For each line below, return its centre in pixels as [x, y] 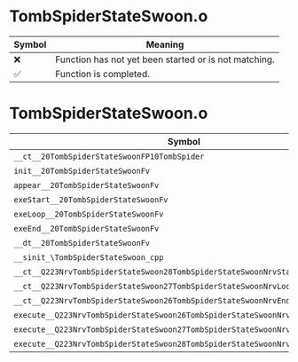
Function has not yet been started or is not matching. [165, 59]
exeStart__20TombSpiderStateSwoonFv [91, 200]
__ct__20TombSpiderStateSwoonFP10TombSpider [109, 156]
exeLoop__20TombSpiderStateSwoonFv [89, 214]
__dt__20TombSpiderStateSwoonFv [82, 243]
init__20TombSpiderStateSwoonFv [82, 171]
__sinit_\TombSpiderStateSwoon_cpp [89, 257]
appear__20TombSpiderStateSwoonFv [86, 185]
